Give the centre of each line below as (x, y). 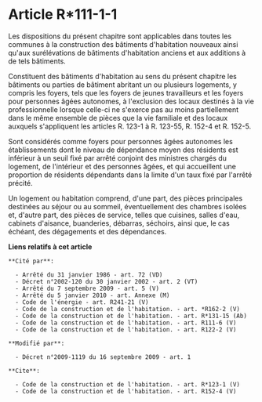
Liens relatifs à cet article (50, 246)
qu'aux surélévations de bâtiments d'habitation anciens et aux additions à (127, 53)
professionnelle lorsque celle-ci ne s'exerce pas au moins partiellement (124, 109)
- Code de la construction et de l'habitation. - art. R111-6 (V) (126, 323)
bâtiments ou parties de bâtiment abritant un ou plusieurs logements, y (123, 85)
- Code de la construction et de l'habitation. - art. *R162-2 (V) (128, 309)
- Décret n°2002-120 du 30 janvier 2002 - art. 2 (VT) (107, 281)
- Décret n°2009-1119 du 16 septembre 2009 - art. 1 (103, 357)
